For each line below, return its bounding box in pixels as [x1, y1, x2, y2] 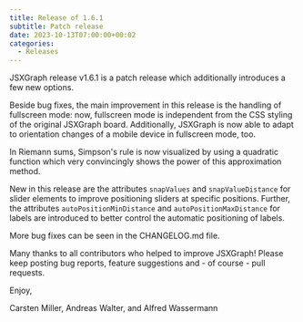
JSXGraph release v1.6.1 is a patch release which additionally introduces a [9, 72, 287, 83]
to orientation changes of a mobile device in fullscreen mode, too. [9, 129, 257, 140]
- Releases [17, 47, 59, 57]
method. [9, 166, 41, 177]
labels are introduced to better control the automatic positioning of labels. [9, 213, 285, 223]
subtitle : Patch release [9, 22, 104, 31]
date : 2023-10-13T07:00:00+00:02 [9, 30, 136, 39]
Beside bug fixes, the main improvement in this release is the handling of [9, 99, 282, 110]
